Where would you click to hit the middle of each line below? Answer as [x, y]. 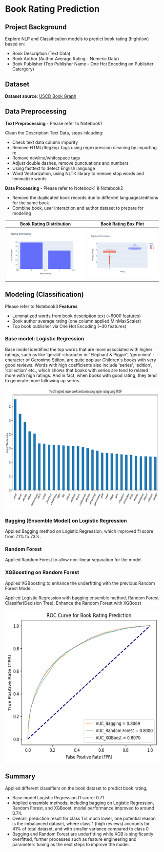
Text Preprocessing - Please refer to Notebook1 [53, 123]
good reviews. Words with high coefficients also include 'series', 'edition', [79, 365]
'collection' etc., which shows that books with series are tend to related [77, 370]
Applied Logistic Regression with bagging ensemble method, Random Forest [82, 598]
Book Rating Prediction [52, 9]
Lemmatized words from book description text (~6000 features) [76, 316]
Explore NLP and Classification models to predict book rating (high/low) [77, 39]
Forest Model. [19, 588]
